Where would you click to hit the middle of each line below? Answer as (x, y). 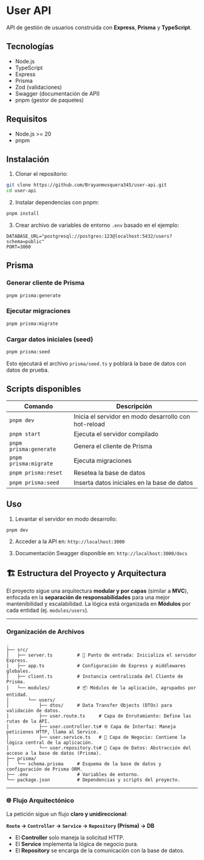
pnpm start (25, 434)
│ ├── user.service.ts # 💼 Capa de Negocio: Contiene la (96, 737)
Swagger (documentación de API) (57, 93)
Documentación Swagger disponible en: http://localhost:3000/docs (101, 553)
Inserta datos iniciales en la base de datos (133, 482)
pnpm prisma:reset (36, 473)
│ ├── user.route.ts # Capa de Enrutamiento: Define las (99, 716)
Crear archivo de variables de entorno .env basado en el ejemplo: (97, 225)
